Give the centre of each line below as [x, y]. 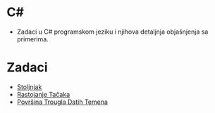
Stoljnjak [29, 87]
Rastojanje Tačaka [43, 94]
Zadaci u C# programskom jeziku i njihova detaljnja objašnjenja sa [112, 32]
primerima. [32, 39]
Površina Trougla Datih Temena [62, 102]
